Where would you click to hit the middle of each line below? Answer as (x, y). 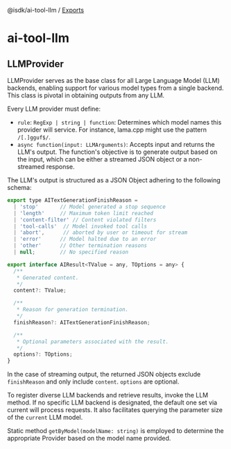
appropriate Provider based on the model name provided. (89, 439)
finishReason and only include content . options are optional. (93, 381)
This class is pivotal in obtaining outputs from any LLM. (86, 95)
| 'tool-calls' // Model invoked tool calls (80, 226)
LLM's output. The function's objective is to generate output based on (117, 152)
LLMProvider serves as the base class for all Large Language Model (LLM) (113, 80)
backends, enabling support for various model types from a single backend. (115, 88)
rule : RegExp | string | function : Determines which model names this (119, 122)
